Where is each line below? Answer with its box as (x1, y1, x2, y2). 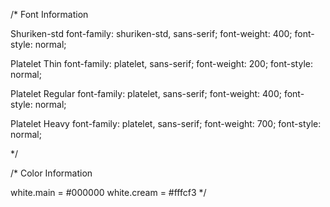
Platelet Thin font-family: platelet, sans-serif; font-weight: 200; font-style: (10, 58, 313, 69)
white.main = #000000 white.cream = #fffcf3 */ (10, 187, 207, 198)
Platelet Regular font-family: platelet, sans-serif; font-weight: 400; (10, 88, 282, 99)
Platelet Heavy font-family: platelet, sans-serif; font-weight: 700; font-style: (10, 118, 322, 129)
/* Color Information (10, 167, 93, 179)
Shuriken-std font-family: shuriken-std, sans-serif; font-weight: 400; (10, 28, 293, 39)
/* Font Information (10, 9, 89, 20)
